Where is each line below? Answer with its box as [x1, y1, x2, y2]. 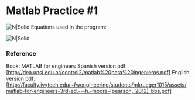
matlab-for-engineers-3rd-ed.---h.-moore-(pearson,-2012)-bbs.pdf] [6, 88, 172, 95]
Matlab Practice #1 [6, 4, 98, 18]
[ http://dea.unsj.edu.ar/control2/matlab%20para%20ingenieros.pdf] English [6, 69, 190, 76]
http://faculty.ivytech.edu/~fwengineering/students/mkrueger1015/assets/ [8, 81, 187, 88]
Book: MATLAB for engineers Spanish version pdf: [6, 63, 127, 70]
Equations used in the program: [30, 23, 107, 30]
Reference [6, 49, 36, 57]
